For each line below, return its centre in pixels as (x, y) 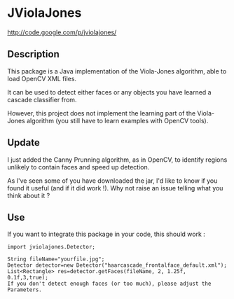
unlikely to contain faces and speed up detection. (78, 167)
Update (24, 142)
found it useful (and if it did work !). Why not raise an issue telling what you (115, 188)
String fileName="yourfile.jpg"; (56, 259)
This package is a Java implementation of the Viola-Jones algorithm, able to (117, 71)
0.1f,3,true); (28, 278)
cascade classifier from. (42, 99)
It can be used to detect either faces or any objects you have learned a (109, 92)
